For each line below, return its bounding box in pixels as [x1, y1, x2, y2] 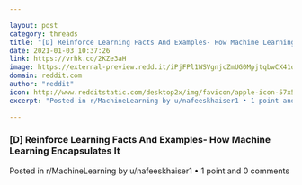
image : [9, 63, 34, 72]
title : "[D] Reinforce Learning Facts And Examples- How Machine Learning [9, 38, 296, 47]
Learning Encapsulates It [9, 145, 120, 157]
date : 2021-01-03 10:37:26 [9, 46, 111, 55]
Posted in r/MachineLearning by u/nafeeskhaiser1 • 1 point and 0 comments [9, 165, 290, 176]
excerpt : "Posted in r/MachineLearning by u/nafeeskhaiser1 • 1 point [9, 96, 280, 105]
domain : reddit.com [9, 71, 83, 81]
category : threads [9, 29, 78, 39]
